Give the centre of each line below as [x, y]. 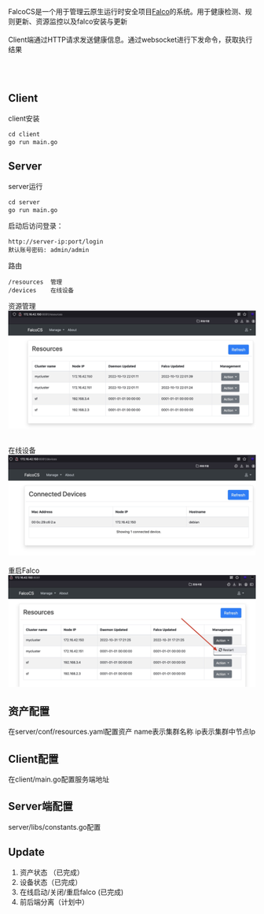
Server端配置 [40, 806]
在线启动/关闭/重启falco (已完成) [71, 892]
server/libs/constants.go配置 [55, 827]
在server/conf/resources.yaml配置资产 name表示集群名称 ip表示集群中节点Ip [132, 732]
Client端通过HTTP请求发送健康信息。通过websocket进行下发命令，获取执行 [130, 39]
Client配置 [33, 759]
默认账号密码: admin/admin [49, 250]
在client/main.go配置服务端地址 [59, 779]
